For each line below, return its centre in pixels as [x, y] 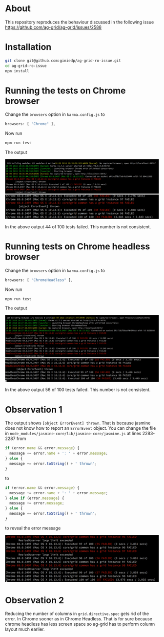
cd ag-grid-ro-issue [26, 66]
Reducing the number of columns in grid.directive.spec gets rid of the [77, 614]
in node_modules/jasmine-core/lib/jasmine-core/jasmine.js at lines [73, 434]
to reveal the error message [33, 528]
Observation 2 [35, 600]
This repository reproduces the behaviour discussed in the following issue [80, 22]
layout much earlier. [25, 629]
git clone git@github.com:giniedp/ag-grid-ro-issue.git [63, 61]
